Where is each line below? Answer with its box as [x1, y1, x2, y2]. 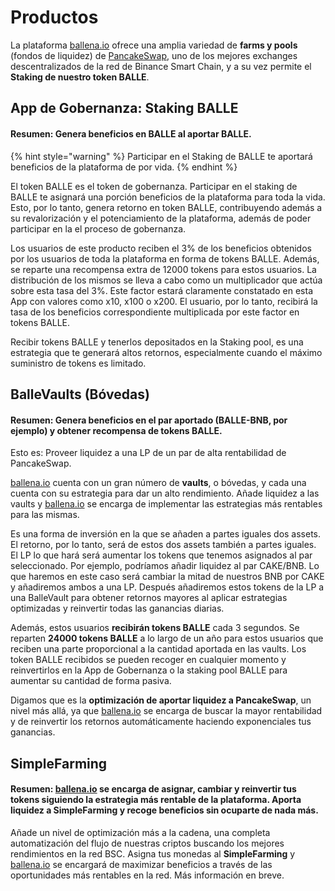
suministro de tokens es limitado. [10, 357, 147, 369]
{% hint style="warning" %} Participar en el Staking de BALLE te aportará [10, 150, 313, 162]
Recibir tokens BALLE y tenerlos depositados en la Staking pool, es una [10, 336, 304, 348]
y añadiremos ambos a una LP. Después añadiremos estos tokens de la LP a [10, 581, 325, 593]
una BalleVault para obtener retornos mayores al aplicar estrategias [10, 592, 288, 604]
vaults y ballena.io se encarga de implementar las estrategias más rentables [10, 498, 323, 510]
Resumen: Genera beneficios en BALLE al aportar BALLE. [10, 127, 252, 140]
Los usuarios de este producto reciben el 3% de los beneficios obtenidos [10, 242, 312, 254]
